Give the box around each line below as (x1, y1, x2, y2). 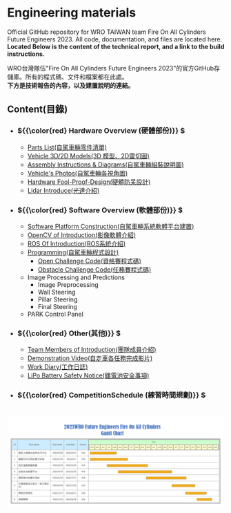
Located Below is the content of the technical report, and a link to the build (7, 42, 225, 50)
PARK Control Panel (27, 310, 84, 318)
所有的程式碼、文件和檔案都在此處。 (25, 73, 128, 81)
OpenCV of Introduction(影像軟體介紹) (27, 230, 137, 239)
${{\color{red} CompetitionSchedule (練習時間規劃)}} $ (17, 391, 206, 400)
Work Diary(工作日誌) (27, 363, 88, 371)
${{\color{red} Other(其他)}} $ (17, 328, 121, 338)
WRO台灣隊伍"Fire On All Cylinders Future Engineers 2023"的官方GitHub (7, 64, 214, 72)
